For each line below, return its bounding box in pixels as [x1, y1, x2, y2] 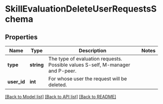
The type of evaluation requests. [48, 56, 122, 62]
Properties [5, 33, 38, 41]
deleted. [48, 81, 67, 88]
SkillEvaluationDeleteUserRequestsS [5, 3, 157, 15]
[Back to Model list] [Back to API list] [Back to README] [5, 94, 116, 100]
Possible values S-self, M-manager [48, 61, 130, 68]
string [30, 61, 44, 68]
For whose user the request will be [48, 75, 127, 82]
